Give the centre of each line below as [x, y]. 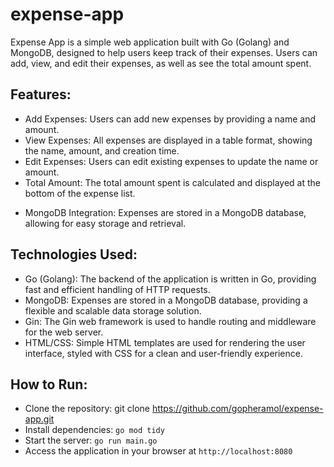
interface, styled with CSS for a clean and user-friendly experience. [163, 353]
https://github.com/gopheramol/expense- [237, 409]
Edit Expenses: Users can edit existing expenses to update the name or [171, 161]
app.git [39, 419]
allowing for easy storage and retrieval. [105, 223]
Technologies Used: [74, 254]
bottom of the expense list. [80, 193]
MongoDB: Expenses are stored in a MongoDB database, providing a [166, 300]
